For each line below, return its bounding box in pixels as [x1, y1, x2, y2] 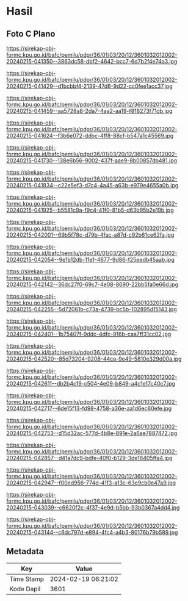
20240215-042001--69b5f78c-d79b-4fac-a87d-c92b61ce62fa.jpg [6, 231, 175, 239]
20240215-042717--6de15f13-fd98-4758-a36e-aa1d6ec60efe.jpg [6, 405, 172, 412]
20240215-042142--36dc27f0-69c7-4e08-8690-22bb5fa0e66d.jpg [6, 281, 179, 288]
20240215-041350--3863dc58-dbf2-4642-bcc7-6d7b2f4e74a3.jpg [6, 58, 178, 65]
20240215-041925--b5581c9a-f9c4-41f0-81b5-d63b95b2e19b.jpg [6, 206, 174, 214]
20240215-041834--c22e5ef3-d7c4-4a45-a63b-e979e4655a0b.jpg [6, 182, 179, 189]
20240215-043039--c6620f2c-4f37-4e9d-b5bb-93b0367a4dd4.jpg [6, 504, 180, 511]
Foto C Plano [6, 29, 56, 39]
